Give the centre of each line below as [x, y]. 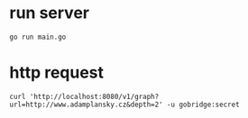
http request [57, 73]
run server [50, 13]
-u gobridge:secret [203, 104]
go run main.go [38, 37]
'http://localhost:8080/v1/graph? [94, 96]
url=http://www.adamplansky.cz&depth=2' [87, 104]
